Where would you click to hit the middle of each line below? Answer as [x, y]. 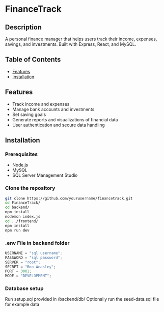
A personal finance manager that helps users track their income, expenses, [81, 39]
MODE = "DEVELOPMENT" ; [28, 276]
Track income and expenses [41, 104]
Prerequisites [21, 154]
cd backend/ [17, 207]
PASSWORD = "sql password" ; [34, 257]
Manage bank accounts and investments [53, 109]
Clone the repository [30, 188]
